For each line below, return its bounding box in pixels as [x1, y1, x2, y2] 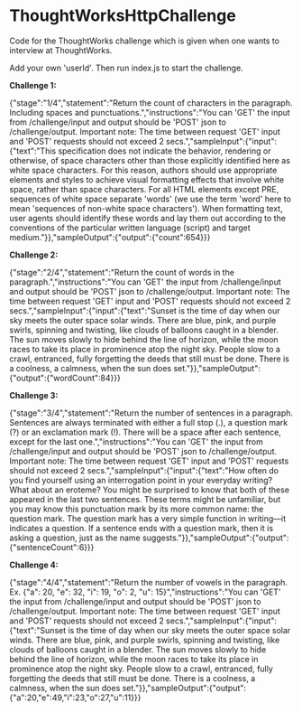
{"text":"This [9, 145, 57, 156]
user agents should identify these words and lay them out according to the [9, 212, 287, 223]
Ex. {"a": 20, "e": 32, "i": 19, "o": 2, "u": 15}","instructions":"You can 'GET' [9, 586, 281, 597]
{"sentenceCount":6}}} [9, 541, 95, 552]
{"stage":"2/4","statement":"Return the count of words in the [9, 267, 234, 277]
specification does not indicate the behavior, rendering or [58, 145, 271, 156]
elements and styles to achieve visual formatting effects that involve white [9, 173, 285, 185]
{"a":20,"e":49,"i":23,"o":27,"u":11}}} [9, 692, 142, 703]
